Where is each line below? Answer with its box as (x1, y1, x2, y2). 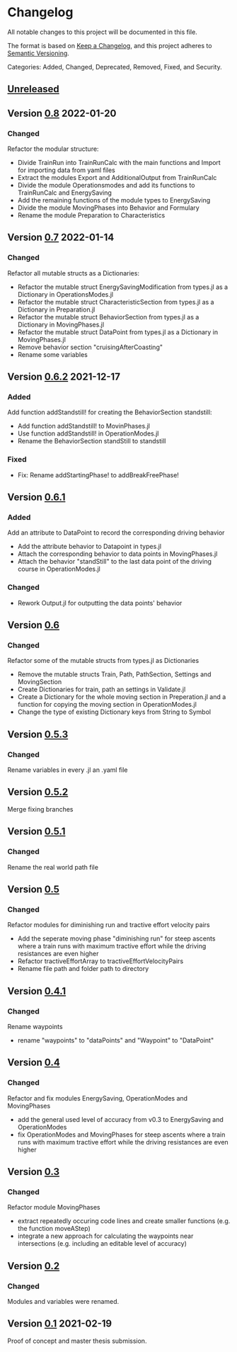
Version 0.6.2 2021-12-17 (7, 371, 120, 383)
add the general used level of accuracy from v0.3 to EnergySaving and (17, 1115, 224, 1123)
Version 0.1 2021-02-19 (7, 1318, 112, 1330)
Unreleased (7, 83, 60, 96)
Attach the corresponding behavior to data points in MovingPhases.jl (17, 550, 218, 558)
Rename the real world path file (7, 863, 99, 871)
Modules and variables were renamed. (7, 1297, 120, 1305)
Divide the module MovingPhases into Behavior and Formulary (17, 203, 200, 212)
